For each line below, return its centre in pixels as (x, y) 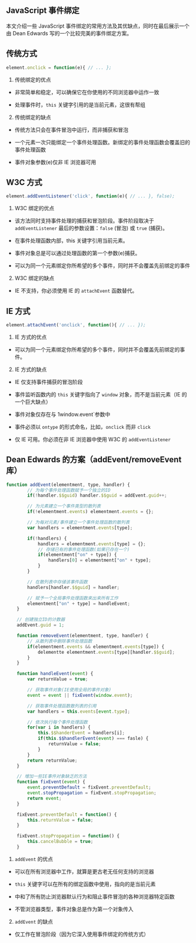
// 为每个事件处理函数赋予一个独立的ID (69, 490)
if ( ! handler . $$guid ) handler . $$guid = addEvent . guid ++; (97, 496)
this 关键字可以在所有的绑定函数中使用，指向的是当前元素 (85, 884)
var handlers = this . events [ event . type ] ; (79, 712)
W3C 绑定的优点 (34, 209)
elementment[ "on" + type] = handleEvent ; (79, 603)
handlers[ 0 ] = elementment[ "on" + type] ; (99, 560)
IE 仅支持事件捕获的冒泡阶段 (49, 382)
